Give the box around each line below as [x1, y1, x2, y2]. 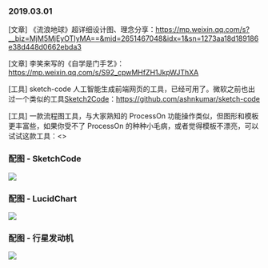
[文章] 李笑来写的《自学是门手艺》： [8, 58, 125, 69]
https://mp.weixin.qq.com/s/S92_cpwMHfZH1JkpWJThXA [8, 68, 199, 78]
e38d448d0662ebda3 [8, 42, 82, 52]
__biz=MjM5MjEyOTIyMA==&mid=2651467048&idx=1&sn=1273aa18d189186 [8, 34, 259, 43]
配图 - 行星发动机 [8, 232, 74, 243]
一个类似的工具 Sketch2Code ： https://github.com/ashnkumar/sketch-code [14, 94, 261, 104]
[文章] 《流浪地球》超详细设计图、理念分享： [8, 25, 156, 34]
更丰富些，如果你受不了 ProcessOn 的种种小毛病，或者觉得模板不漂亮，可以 [8, 122, 259, 131]
